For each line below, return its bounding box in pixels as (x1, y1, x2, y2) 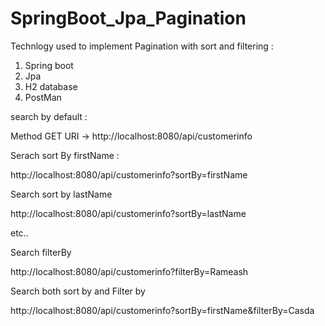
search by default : (10, 110, 88, 122)
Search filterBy (10, 246, 72, 258)
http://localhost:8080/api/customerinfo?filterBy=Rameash (10, 265, 249, 277)
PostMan (24, 91, 62, 103)
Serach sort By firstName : (10, 149, 120, 161)
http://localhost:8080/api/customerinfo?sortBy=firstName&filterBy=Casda (10, 304, 315, 316)
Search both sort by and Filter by (10, 285, 146, 297)
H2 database (24, 80, 78, 92)
